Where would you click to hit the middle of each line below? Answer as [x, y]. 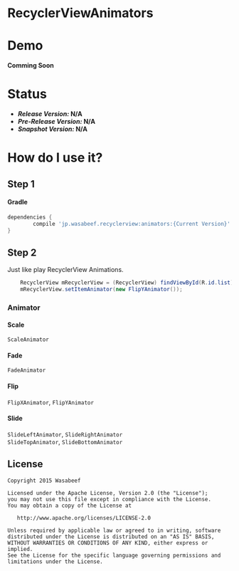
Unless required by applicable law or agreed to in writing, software [114, 530]
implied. [20, 549]
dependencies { [30, 217]
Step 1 [21, 184]
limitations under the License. [55, 561]
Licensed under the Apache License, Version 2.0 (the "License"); [108, 493]
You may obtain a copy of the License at [70, 505]
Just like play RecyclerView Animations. [65, 270]
